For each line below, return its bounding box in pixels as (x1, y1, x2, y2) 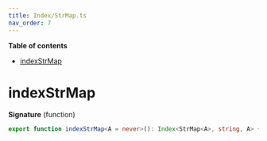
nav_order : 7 (8, 19, 52, 27)
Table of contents (8, 40, 68, 50)
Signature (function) (8, 110, 75, 120)
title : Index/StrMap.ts (8, 11, 87, 20)
